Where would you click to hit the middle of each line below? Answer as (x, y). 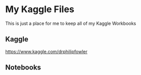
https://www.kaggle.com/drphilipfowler (46, 51)
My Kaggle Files (40, 9)
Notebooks (23, 68)
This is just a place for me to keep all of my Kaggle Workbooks (71, 23)
